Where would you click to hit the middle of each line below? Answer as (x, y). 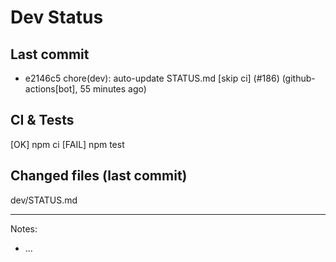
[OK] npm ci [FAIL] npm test (67, 144)
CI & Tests (42, 120)
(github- (298, 78)
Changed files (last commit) (99, 176)
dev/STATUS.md (44, 200)
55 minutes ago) (113, 89)
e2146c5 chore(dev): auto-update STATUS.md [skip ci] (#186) (152, 78)
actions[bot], (51, 89)
